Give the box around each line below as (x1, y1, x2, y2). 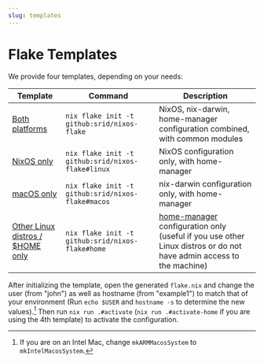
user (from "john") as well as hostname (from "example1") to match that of (8, 288, 249, 298)
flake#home (65, 244, 106, 253)
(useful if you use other (159, 230, 245, 241)
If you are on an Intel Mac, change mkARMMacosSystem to (19, 338, 197, 347)
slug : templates (8, 11, 61, 20)
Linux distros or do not (159, 240, 242, 251)
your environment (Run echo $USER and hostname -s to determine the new (8, 297, 245, 306)
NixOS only (12, 155, 53, 166)
